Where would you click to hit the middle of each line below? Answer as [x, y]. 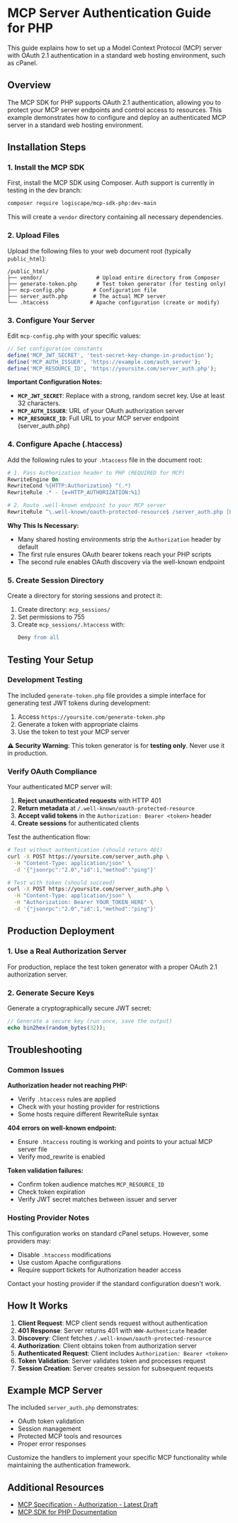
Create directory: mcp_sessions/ [64, 610]
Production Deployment [61, 931]
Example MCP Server [55, 1390]
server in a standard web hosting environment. [75, 125]
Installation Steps [47, 147]
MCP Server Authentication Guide [109, 13]
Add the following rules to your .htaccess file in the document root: [105, 460]
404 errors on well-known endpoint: [62, 1128]
